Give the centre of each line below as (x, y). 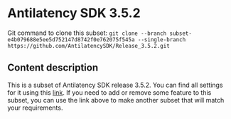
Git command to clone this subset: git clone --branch (87, 33)
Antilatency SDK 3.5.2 (74, 13)
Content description (53, 68)
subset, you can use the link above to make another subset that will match (116, 100)
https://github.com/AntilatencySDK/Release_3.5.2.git (89, 46)
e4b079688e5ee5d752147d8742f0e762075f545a (71, 40)
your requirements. (35, 108)
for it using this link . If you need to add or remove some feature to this (109, 92)
